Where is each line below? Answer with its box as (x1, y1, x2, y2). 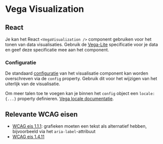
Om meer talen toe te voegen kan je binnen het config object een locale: (5, 91, 155, 96)
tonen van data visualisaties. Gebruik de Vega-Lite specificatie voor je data (5, 42, 159, 48)
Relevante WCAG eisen (5, 110, 78, 118)
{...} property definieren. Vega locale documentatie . (5, 96, 114, 102)
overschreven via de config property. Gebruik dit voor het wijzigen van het (5, 76, 158, 82)
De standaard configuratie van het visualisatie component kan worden (5, 70, 149, 76)
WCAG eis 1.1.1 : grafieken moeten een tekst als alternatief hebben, (12, 123, 147, 129)
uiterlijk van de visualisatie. (5, 81, 60, 87)
